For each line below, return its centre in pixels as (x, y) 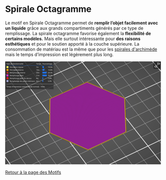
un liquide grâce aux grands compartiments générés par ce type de (74, 28)
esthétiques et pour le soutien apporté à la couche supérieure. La (72, 44)
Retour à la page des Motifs (33, 173)
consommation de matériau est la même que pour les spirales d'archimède (81, 49)
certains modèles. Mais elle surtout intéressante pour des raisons (73, 39)
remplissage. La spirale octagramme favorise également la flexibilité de (78, 33)
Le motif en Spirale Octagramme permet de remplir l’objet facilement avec (82, 23)
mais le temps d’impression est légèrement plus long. (59, 54)
